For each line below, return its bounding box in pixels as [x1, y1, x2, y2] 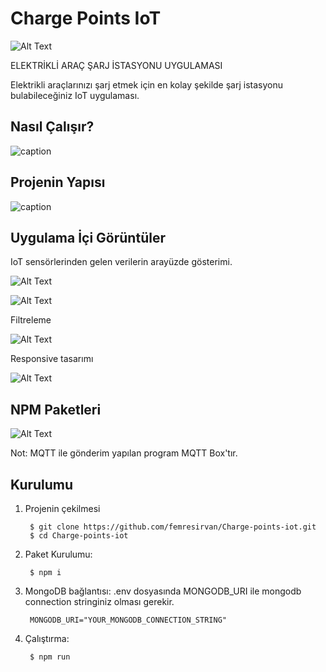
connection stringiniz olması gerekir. [24, 596, 175, 607]
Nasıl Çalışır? [10, 118, 95, 136]
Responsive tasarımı [10, 353, 94, 365]
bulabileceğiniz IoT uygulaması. [10, 89, 140, 101]
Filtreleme [10, 314, 52, 326]
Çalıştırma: [24, 633, 70, 644]
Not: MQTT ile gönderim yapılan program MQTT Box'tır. [10, 447, 238, 459]
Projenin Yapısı [10, 174, 106, 191]
